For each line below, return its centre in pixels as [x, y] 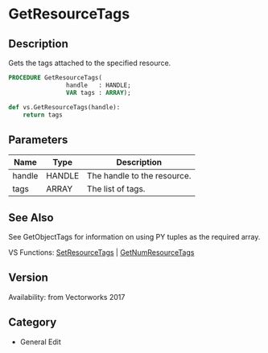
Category [33, 322]
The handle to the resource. [139, 176]
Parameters [38, 140]
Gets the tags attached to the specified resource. [90, 63]
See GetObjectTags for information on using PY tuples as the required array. [134, 237]
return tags [43, 115]
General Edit [41, 342]
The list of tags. [116, 189]
